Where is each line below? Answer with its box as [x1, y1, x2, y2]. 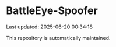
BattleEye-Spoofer [6, 4, 98, 17]
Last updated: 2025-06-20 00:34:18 [6, 23, 93, 30]
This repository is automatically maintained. [6, 34, 111, 41]
